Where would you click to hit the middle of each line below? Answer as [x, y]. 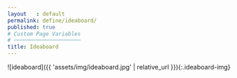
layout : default [36, 14]
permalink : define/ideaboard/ [52, 21]
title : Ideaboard [33, 47]
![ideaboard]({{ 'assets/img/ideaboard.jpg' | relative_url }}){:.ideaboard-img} [119, 67]
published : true [31, 27]
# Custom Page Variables [44, 34]
